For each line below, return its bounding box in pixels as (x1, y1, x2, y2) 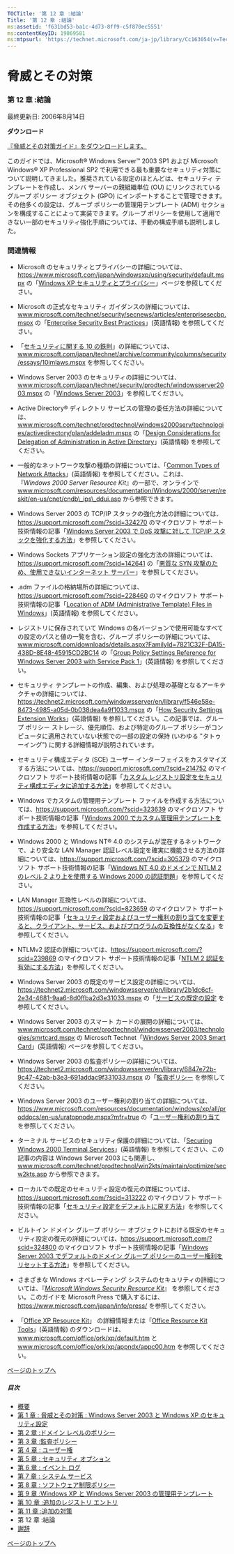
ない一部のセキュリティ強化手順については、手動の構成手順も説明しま (13, 218, 214, 226)
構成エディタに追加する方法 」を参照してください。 (29, 781, 175, 790)
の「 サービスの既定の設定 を (143, 993, 225, 1002)
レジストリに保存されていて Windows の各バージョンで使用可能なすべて (17, 624, 224, 632)
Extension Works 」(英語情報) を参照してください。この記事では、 (17, 714, 206, 723)
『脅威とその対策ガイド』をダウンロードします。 (7, 142, 148, 150)
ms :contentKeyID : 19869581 (7, 29, 86, 37)
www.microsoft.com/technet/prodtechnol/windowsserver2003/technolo (17, 1025, 225, 1033)
